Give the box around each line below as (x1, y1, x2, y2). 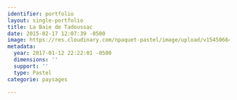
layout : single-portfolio (7, 17, 83, 24)
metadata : (7, 43, 37, 50)
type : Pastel (13, 69, 52, 76)
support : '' (13, 63, 49, 70)
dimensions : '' (13, 56, 59, 63)
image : (7, 37, 27, 44)
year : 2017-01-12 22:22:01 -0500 (13, 50, 112, 57)
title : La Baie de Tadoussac (7, 23, 93, 30)
